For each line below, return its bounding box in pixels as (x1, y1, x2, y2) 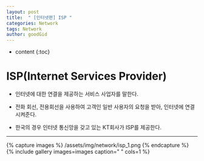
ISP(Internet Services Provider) (6, 69, 167, 83)
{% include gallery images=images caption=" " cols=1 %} (6, 148, 151, 156)
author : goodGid (6, 32, 47, 38)
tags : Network (6, 26, 42, 32)
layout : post (6, 9, 39, 15)
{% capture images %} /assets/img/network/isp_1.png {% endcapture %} (6, 142, 189, 149)
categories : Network (6, 20, 59, 26)
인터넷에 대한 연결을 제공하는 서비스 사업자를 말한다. (15, 91, 138, 98)
